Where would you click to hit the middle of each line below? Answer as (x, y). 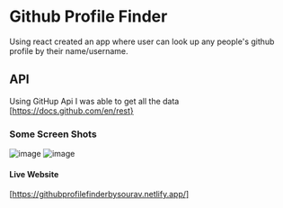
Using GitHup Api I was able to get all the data (94, 101)
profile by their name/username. (69, 50)
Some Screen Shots (53, 134)
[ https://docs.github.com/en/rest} (72, 111)
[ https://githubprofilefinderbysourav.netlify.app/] (99, 194)
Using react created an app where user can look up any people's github (142, 41)
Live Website (34, 174)
